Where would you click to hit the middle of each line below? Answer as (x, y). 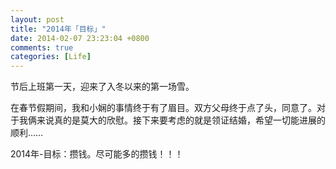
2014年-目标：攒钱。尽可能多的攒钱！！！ (97, 154)
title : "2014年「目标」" (58, 29)
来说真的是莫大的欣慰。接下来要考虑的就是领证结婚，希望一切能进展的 (181, 120)
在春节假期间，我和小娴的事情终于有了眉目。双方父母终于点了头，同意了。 (163, 108)
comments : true (42, 47)
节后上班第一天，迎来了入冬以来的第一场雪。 (102, 87)
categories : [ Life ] (51, 57)
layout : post (37, 19)
